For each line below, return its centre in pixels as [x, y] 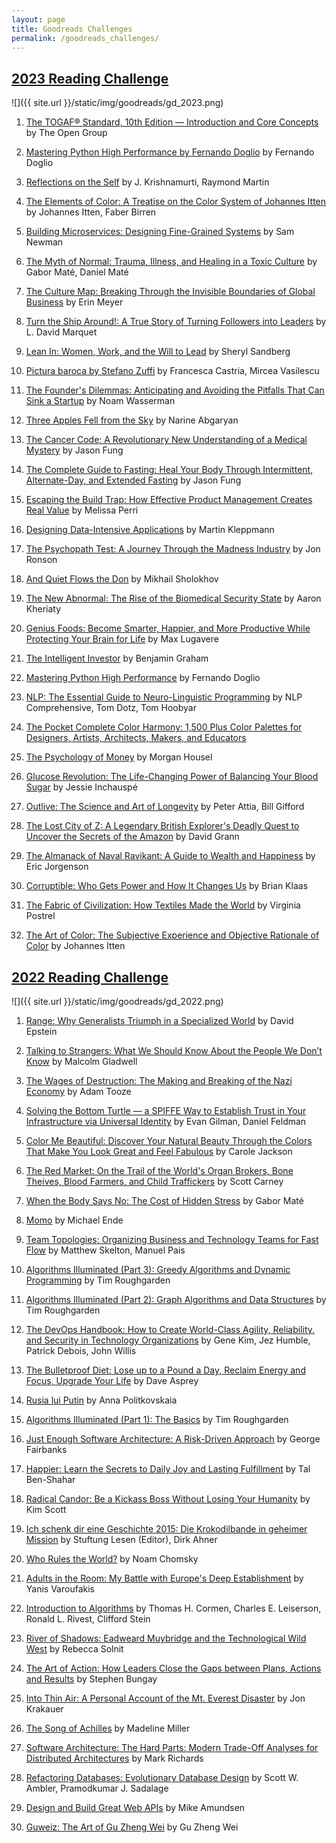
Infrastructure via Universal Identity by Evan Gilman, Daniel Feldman [166, 1121]
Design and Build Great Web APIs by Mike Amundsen [135, 1807]
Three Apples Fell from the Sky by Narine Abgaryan [132, 420]
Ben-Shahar [50, 1479]
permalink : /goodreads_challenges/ [85, 38]
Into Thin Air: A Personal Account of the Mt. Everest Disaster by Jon [165, 1698]
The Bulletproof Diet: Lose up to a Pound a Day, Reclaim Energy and [165, 1370]
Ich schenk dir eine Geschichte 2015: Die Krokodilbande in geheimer [166, 1529]
